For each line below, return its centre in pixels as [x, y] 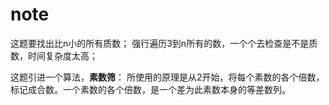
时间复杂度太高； [62, 55]
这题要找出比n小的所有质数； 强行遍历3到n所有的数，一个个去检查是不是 [160, 43]
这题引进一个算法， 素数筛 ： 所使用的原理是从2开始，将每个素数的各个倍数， [167, 77]
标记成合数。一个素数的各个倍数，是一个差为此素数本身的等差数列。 [150, 89]
